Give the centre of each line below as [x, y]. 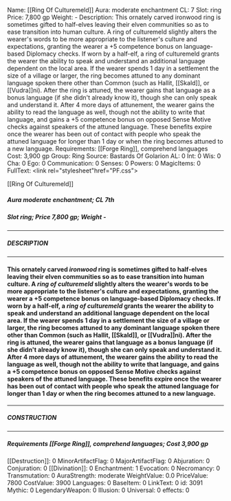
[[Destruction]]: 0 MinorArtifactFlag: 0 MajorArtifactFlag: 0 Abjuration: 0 [109, 461]
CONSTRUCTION [32, 418]
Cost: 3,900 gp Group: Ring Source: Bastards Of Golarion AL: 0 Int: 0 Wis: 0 [114, 156]
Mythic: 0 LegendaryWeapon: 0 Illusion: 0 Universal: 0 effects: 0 [98, 490]
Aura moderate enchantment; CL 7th [61, 199]
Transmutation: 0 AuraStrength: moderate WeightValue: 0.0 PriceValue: [108, 476]
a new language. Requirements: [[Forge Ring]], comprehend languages [108, 148]
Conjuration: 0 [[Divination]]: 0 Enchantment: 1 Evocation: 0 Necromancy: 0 [114, 468]
